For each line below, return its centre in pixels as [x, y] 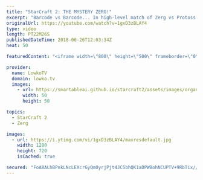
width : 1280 [32, 146]
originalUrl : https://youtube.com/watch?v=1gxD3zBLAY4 [77, 23]
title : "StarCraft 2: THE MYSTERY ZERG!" [59, 12]
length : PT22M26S [28, 34]
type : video [21, 29]
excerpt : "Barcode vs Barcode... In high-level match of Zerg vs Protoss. [102, 18]
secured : [17, 167]
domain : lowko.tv [34, 79]
